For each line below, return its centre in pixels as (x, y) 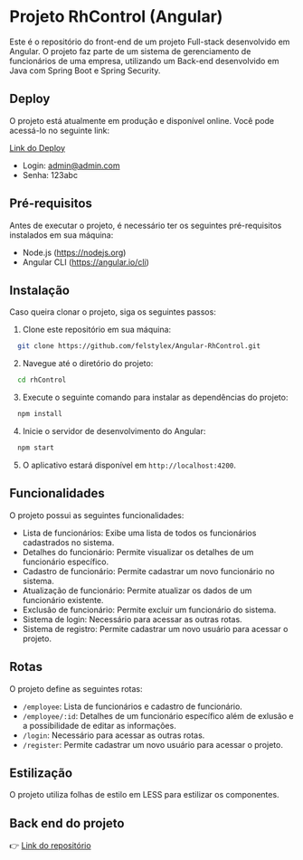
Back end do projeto (67, 823)
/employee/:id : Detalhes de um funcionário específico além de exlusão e (158, 715)
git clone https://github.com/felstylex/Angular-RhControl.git (139, 346)
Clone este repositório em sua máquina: (97, 330)
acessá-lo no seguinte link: (60, 130)
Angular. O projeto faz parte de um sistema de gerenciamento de (130, 51)
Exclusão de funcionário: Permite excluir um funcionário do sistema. (149, 610)
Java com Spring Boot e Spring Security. (85, 71)
